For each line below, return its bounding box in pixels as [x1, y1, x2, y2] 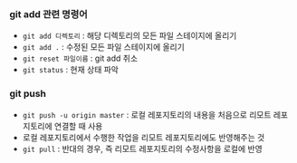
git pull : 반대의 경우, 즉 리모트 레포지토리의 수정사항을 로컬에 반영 [22, 143, 263, 154]
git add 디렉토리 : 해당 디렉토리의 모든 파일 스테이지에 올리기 [22, 30, 237, 42]
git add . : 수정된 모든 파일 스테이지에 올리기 [22, 42, 186, 53]
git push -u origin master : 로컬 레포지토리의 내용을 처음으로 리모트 [22, 109, 272, 120]
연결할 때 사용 [53, 120, 103, 131]
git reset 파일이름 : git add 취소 [22, 53, 139, 64]
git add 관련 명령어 [9, 7, 88, 20]
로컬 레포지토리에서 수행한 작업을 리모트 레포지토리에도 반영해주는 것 [22, 131, 265, 142]
